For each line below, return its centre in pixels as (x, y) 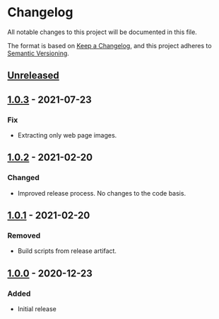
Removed (24, 236)
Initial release (37, 309)
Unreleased (34, 75)
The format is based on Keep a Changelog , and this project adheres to (109, 45)
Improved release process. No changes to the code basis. (101, 193)
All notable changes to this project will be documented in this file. (102, 32)
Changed (24, 178)
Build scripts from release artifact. (67, 251)
